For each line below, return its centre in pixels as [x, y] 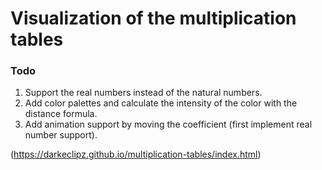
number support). [61, 135]
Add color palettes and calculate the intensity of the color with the [161, 103]
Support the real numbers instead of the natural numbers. [143, 93]
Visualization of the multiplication [153, 18]
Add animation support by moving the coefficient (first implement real [168, 124]
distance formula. [61, 114]
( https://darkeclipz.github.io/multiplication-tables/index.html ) [136, 154]
